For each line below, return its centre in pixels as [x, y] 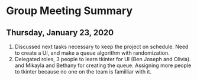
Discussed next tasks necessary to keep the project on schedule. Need [101, 46]
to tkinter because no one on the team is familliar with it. [83, 71]
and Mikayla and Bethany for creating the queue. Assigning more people [103, 65]
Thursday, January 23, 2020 [60, 33]
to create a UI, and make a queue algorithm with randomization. [92, 53]
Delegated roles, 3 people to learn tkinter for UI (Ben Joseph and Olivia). [103, 59]
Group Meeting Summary [70, 11]
